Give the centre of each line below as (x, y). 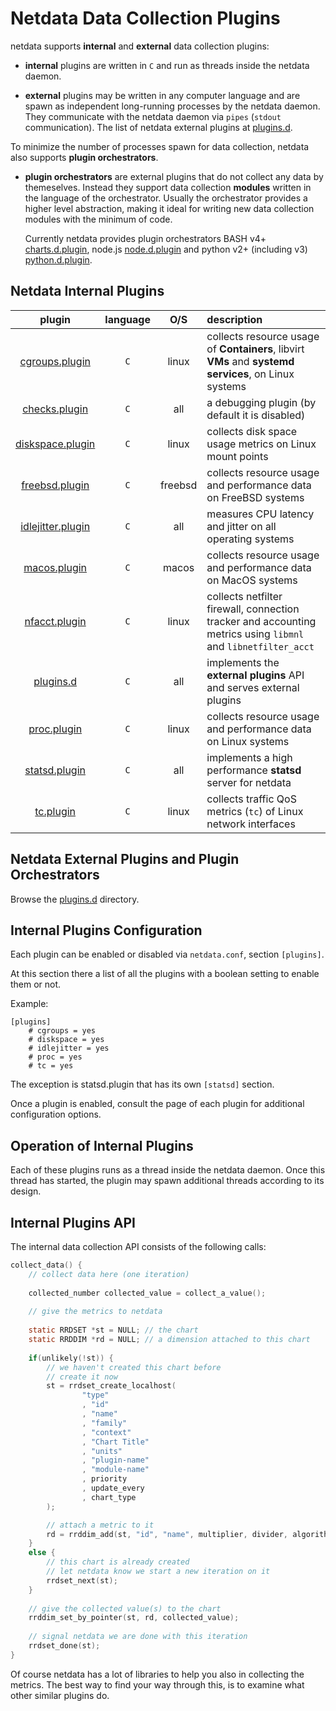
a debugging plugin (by (261, 402)
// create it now (82, 1377)
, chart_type (109, 1497)
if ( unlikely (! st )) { (71, 1358)
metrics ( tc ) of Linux (255, 811)
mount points (237, 456)
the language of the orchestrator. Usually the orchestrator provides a (166, 198)
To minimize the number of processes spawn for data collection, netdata (160, 146)
